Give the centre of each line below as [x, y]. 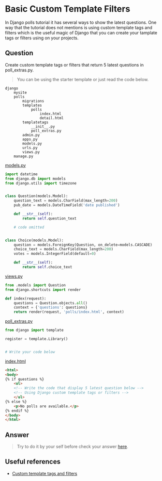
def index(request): [26, 299]
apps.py [30, 139]
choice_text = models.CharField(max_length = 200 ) [64, 249]
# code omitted [29, 227]
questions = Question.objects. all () [51, 303]
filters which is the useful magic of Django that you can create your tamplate [81, 33]
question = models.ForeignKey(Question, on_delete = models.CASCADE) [83, 245]
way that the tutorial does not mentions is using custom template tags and [79, 27]
